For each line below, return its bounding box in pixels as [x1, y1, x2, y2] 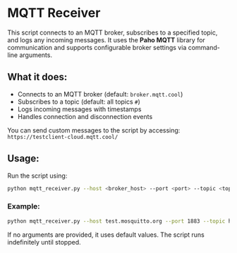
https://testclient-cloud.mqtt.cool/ [7, 133, 119, 140]
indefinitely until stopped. [7, 237, 81, 246]
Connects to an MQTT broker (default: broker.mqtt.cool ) [17, 90, 183, 98]
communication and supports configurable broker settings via [7, 43, 187, 51]
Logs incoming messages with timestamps [17, 104, 142, 113]
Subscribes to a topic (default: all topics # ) [17, 97, 141, 106]
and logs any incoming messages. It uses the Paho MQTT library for [7, 35, 206, 44]
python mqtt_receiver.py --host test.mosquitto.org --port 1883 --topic [7, 217, 226, 225]
